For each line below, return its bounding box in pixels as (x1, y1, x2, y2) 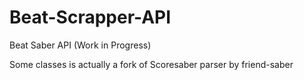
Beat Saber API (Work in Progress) (9, 39, 152, 51)
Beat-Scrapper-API (9, 6, 172, 29)
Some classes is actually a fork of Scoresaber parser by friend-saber (9, 58, 294, 70)
